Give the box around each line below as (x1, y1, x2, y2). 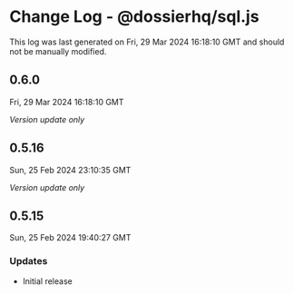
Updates (9, 255, 48, 268)
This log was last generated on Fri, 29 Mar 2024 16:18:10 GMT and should (9, 36, 285, 47)
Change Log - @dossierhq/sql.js (9, 6, 260, 27)
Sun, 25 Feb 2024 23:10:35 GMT (9, 164, 132, 175)
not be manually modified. (9, 45, 107, 56)
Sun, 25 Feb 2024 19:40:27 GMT (9, 232, 132, 243)
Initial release (22, 275, 73, 287)
